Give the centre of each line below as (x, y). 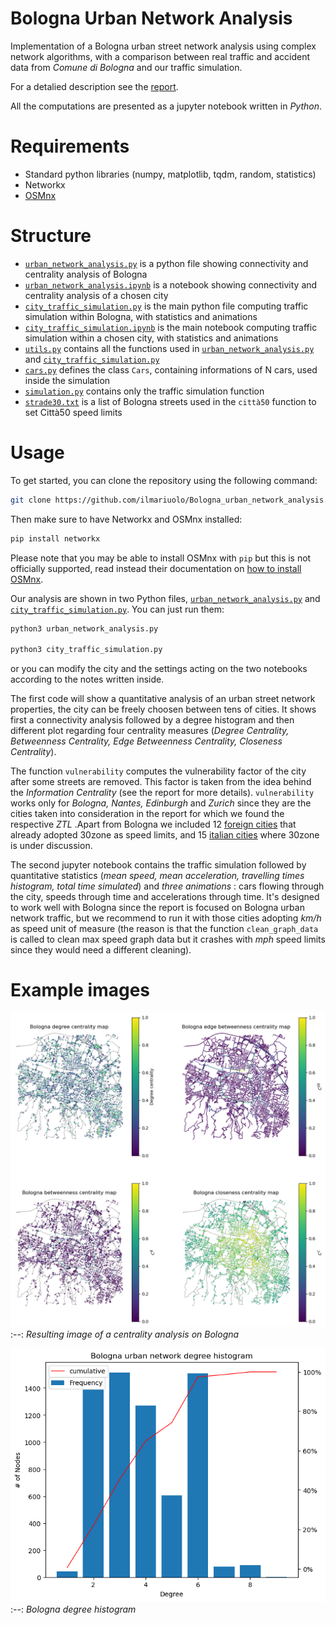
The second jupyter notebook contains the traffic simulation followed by (158, 865)
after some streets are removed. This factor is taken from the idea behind (161, 782)
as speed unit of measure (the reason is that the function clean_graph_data (164, 929)
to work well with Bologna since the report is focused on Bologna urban (157, 908)
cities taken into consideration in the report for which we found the (147, 814)
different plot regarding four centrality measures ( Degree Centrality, (150, 731)
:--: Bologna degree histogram (73, 1609)
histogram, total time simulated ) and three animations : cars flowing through (167, 886)
